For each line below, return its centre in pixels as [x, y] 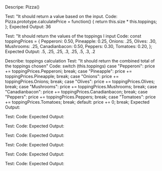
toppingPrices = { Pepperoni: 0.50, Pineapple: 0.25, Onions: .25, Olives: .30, [81, 41]
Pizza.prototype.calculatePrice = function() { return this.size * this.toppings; [81, 22]
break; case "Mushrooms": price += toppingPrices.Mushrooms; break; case [81, 86]
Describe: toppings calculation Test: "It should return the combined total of [80, 61]
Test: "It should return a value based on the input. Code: [61, 16]
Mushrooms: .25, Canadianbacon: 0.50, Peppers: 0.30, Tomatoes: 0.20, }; [79, 46]
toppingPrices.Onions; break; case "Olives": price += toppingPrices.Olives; [80, 81]
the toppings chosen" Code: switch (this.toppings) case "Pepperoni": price [80, 66]
